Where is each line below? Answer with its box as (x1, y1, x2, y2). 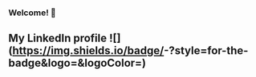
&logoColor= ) (77, 56, 147, 70)
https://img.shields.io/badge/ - (11, 44, 169, 58)
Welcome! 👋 (8, 7, 56, 18)
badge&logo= (8, 56, 78, 70)
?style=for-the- (168, 44, 249, 58)
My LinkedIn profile (8, 32, 108, 45)
